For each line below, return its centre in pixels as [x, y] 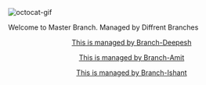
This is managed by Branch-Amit [132, 57]
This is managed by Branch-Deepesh [132, 42]
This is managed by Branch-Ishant [132, 73]
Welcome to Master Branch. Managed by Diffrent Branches [103, 27]
